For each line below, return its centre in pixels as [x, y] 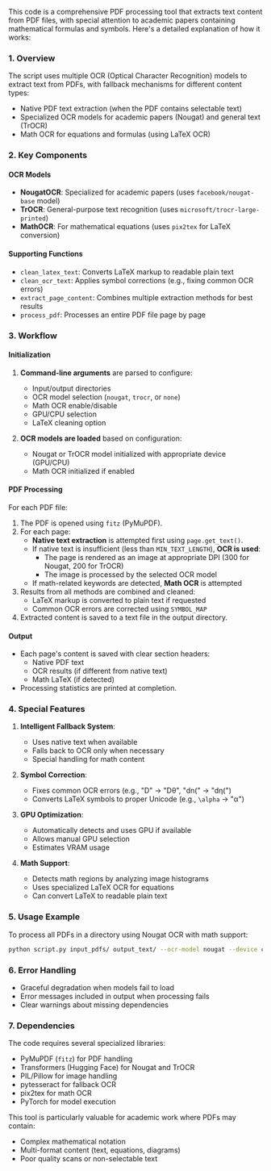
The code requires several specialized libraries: [87, 1043]
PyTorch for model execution [68, 1102]
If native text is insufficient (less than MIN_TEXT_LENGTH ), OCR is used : [146, 549]
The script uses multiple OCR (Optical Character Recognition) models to [128, 76]
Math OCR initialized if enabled [83, 470]
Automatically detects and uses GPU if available [112, 830]
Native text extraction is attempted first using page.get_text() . [138, 540]
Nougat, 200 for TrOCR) [84, 566]
